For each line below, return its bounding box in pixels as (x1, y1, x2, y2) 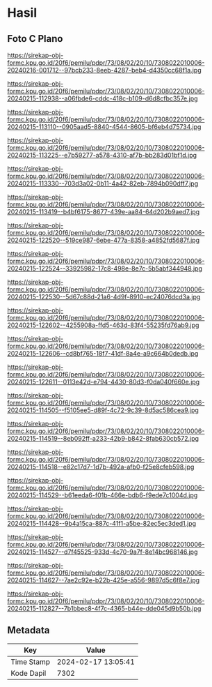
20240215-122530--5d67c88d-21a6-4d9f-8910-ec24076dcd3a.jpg (7, 293, 201, 301)
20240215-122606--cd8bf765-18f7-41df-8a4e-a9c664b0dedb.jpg (7, 349, 199, 357)
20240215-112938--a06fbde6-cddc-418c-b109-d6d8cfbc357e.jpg (7, 94, 198, 103)
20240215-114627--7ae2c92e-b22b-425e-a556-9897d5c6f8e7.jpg (7, 576, 200, 584)
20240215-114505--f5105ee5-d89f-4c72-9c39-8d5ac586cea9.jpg (7, 406, 199, 414)
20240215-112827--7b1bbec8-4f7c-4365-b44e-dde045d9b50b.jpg (7, 605, 202, 612)
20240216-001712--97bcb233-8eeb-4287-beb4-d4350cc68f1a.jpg (7, 66, 202, 74)
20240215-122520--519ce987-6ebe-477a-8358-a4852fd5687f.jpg (7, 236, 200, 244)
